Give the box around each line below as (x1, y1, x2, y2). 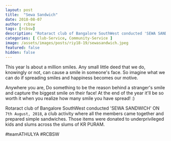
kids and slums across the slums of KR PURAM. (5, 121, 105, 127)
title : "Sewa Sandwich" (5, 12, 58, 17)
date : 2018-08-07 (5, 17, 42, 22)
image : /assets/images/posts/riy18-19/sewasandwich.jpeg (5, 41, 129, 46)
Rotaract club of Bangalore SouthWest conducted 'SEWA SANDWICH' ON (5, 105, 160, 111)
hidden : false (5, 50, 36, 55)
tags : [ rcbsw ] (5, 26, 36, 31)
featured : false (5, 45, 40, 50)
